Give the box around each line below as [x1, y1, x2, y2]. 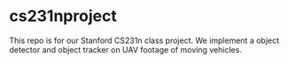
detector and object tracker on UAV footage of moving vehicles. [9, 44, 242, 54]
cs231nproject [9, 6, 117, 26]
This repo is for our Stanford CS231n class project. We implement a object [9, 35, 280, 46]
